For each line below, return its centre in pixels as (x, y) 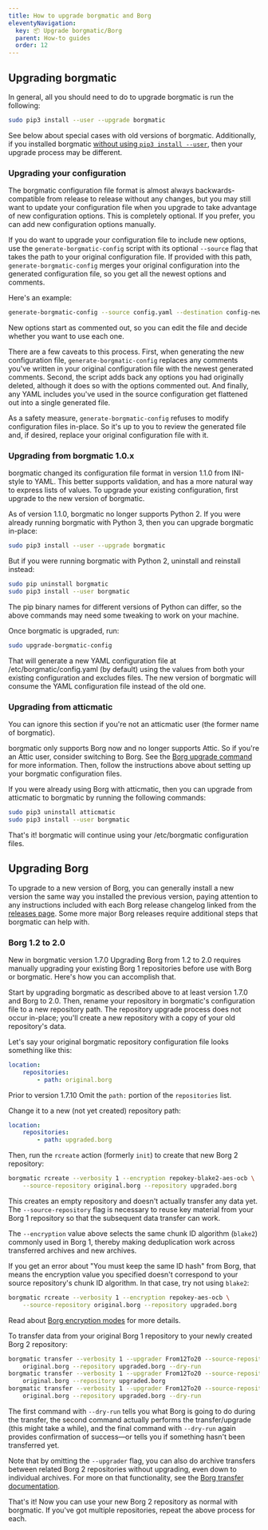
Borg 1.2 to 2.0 (37, 942)
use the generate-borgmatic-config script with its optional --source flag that (133, 248)
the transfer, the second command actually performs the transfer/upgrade (130, 1420)
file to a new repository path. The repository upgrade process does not (125, 1009)
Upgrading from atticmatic (61, 706)
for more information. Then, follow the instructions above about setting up (130, 765)
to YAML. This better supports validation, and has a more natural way (140, 482)
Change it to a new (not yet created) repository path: (95, 1111)
